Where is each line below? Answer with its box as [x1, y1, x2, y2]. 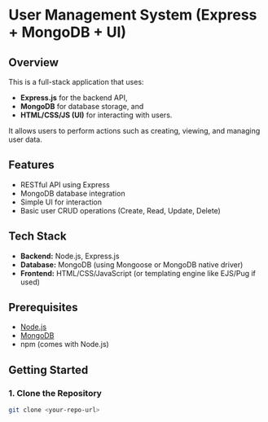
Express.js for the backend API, [20, 93, 128, 103]
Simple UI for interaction [20, 197, 103, 207]
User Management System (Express [8, 6, 257, 24]
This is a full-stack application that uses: [8, 77, 144, 86]
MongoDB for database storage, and [20, 102, 144, 111]
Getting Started [8, 363, 89, 376]
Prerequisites [8, 301, 78, 314]
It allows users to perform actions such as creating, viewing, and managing [8, 126, 261, 135]
